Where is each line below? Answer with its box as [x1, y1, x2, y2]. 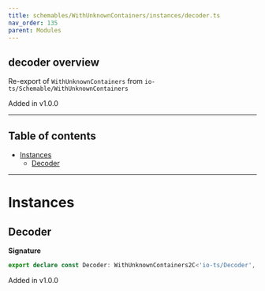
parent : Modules [8, 26, 62, 34]
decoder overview [8, 55, 100, 69]
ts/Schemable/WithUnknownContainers [8, 85, 129, 93]
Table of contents [8, 129, 96, 142]
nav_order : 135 [8, 19, 58, 27]
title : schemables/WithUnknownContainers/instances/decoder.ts [8, 11, 221, 20]
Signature [8, 246, 42, 255]
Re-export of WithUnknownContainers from [8, 77, 144, 86]
